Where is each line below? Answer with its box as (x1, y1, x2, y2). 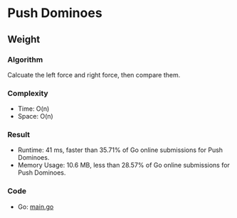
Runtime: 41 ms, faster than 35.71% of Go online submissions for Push (17, 146, 223, 154)
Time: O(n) (17, 104, 50, 113)
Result (7, 130, 31, 140)
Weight (7, 33, 41, 45)
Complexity (7, 88, 48, 98)
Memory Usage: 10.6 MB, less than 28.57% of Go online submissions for (17, 161, 230, 170)
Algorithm (7, 55, 43, 65)
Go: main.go (17, 202, 54, 211)
